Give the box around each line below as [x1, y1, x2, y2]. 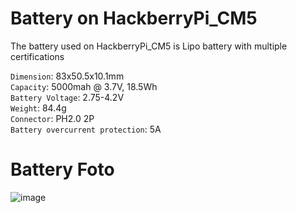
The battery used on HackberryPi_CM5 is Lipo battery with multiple [10, 40, 288, 52]
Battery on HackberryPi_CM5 [10, 7, 258, 30]
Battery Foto [10, 158, 115, 181]
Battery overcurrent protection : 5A [10, 123, 162, 135]
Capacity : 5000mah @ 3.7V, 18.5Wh [10, 80, 158, 92]
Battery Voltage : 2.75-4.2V [10, 91, 125, 103]
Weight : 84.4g [10, 102, 67, 114]
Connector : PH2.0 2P [10, 112, 95, 124]
